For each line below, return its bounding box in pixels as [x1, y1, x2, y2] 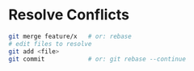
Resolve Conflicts [8, 6, 129, 24]
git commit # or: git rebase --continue [8, 55, 186, 63]
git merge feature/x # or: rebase [8, 32, 132, 40]
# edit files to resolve [8, 40, 92, 48]
